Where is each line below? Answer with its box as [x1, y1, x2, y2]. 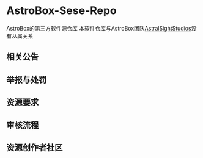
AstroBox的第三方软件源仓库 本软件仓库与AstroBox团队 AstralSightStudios [6, 24, 191, 32]
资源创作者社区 [6, 142, 63, 153]
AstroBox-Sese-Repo [6, 4, 117, 18]
